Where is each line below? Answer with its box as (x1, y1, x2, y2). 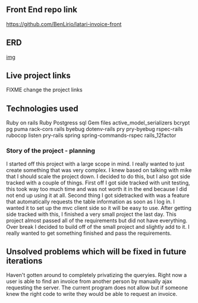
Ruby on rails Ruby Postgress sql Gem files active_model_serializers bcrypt (6, 119, 190, 126)
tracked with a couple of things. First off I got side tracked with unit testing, (6, 179, 190, 186)
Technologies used (6, 103, 78, 113)
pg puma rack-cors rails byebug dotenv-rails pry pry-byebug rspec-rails (6, 126, 183, 133)
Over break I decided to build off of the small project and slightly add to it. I (6, 223, 190, 230)
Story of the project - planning (6, 146, 95, 155)
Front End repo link (6, 5, 77, 15)
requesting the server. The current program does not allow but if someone (6, 284, 188, 291)
